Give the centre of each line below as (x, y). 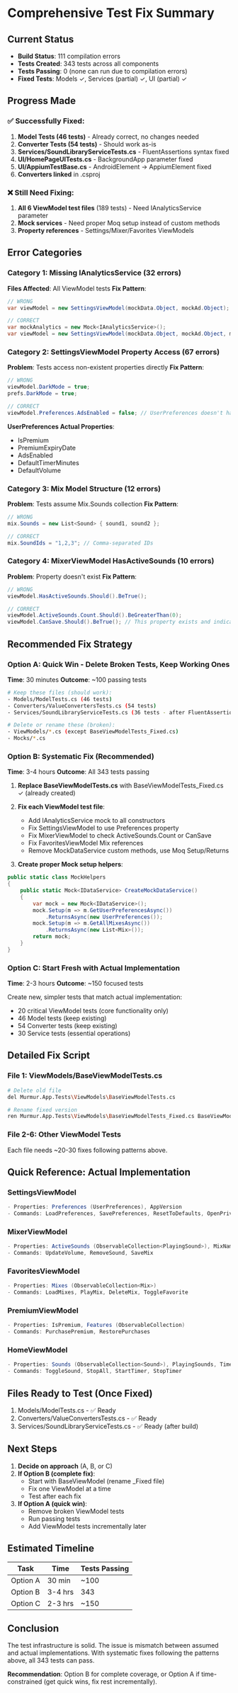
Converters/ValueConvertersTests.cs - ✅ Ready (87, 1418)
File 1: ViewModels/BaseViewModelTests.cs (85, 1076)
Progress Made (42, 101)
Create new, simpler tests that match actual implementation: (95, 997)
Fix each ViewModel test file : (61, 807)
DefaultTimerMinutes (48, 462)
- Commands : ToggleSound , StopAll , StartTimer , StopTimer (95, 1372)
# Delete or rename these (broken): (61, 725)
